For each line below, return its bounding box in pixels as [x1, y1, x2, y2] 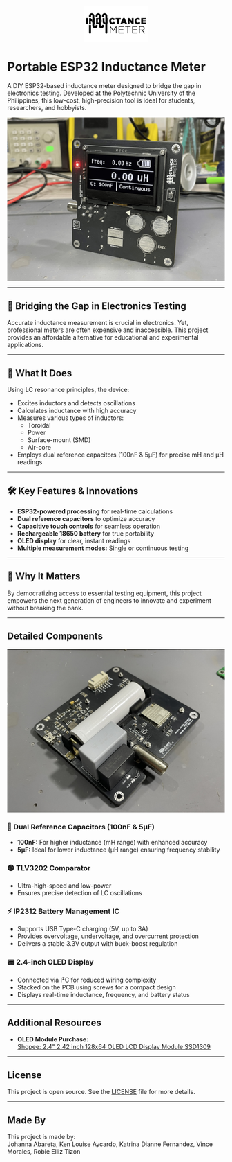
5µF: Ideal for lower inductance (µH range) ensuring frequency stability [17, 845, 220, 854]
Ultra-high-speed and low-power [17, 881, 112, 890]
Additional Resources [7, 1016, 101, 1028]
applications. [7, 341, 43, 349]
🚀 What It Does [7, 367, 72, 379]
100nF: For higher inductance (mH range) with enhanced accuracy [17, 838, 208, 846]
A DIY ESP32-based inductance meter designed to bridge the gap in [7, 82, 202, 90]
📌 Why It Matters [7, 570, 81, 583]
